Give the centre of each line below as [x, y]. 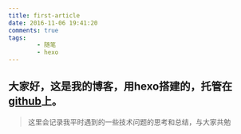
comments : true [34, 30]
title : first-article [44, 15]
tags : [17, 38]
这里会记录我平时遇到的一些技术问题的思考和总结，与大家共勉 [129, 122]
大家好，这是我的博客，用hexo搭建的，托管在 [120, 87]
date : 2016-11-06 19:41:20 [53, 23]
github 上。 [36, 101]
